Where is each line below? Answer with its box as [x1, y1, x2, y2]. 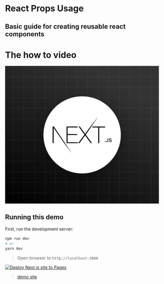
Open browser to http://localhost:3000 [17, 255, 99, 261]
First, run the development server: [5, 226, 74, 232]
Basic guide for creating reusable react [5, 22, 126, 31]
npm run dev [5, 236, 29, 241]
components [5, 30, 45, 38]
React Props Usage [5, 3, 84, 14]
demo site [17, 274, 38, 280]
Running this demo [5, 213, 64, 222]
